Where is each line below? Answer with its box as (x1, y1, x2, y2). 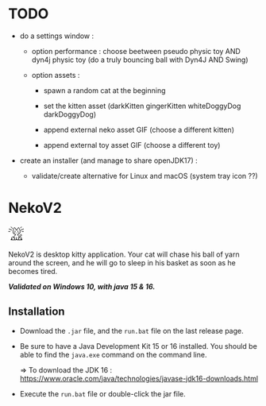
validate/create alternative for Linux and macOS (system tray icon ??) (31, 171, 258, 180)
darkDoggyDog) (43, 109, 97, 119)
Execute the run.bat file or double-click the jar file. (19, 389, 186, 398)
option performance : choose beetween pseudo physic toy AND (31, 46, 241, 56)
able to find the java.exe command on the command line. (19, 350, 207, 359)
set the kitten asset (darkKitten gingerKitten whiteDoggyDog (43, 101, 241, 110)
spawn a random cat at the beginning (43, 85, 166, 95)
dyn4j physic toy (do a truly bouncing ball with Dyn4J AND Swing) (31, 55, 249, 64)
